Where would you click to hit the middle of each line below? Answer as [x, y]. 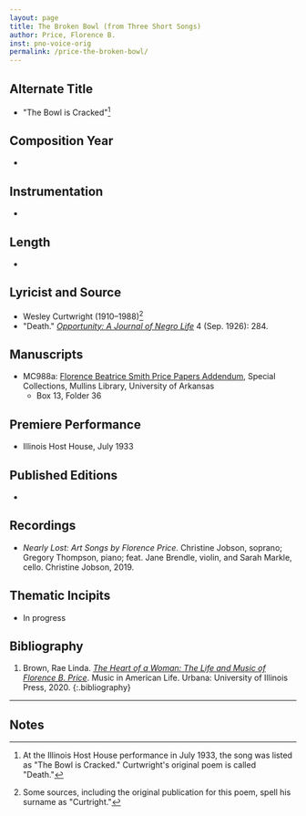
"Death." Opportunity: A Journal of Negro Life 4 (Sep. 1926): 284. [145, 325]
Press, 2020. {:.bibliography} [76, 687]
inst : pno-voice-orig [51, 43]
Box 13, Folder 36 [69, 396]
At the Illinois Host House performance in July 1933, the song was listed [158, 755]
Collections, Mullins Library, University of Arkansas [118, 386]
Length [30, 242]
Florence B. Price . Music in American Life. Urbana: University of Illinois [155, 678]
